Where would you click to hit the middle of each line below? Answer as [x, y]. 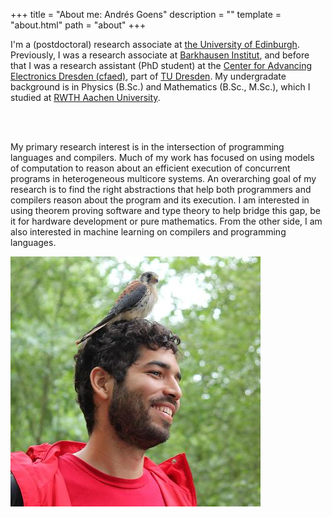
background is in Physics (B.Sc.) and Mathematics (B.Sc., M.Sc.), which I [160, 87]
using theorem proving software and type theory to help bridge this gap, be [165, 210]
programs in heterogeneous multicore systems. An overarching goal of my [163, 178]
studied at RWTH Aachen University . [85, 97]
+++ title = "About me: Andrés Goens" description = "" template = [146, 14]
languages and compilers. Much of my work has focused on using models [162, 157]
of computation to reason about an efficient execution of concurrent [150, 168]
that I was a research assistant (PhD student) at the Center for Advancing [161, 65]
